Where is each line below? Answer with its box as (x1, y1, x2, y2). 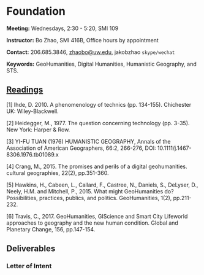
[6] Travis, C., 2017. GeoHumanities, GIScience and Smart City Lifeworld (6, 212, 188, 220)
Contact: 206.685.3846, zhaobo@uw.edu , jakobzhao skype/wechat (6, 48, 175, 56)
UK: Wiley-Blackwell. (6, 107, 59, 115)
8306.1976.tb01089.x (6, 150, 59, 158)
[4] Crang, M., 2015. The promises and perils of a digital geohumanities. (6, 163, 187, 170)
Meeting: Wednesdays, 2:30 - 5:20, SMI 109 (6, 25, 119, 32)
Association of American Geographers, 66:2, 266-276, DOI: (6, 144, 156, 152)
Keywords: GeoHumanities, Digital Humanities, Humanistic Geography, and (6, 60, 197, 68)
